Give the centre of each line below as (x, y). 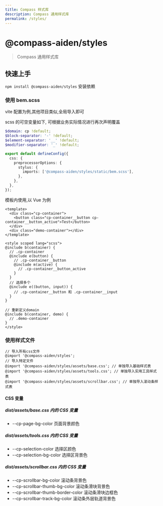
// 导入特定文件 (19, 361)
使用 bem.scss (23, 100)
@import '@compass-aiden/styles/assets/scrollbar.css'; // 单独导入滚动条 (80, 382)
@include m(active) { (36, 264)
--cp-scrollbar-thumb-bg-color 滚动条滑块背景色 (61, 486)
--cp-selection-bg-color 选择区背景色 (50, 455)
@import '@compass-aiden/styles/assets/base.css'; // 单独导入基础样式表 (78, 366)
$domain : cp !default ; (28, 131)
